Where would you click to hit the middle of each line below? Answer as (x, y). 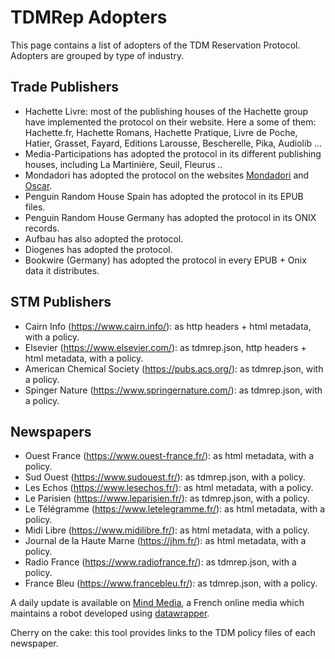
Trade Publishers (64, 87)
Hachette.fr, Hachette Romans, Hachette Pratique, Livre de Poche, (161, 132)
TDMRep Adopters (89, 17)
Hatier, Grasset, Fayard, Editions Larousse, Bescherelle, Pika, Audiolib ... (173, 143)
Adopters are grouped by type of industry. (97, 55)
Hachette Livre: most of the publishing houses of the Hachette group (166, 111)
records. (42, 228)
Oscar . (38, 185)
